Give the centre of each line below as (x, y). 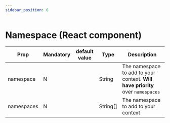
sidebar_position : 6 (27, 10)
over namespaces (141, 91)
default (84, 51)
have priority (138, 85)
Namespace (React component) (74, 35)
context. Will (137, 79)
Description (142, 54)
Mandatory (57, 54)
